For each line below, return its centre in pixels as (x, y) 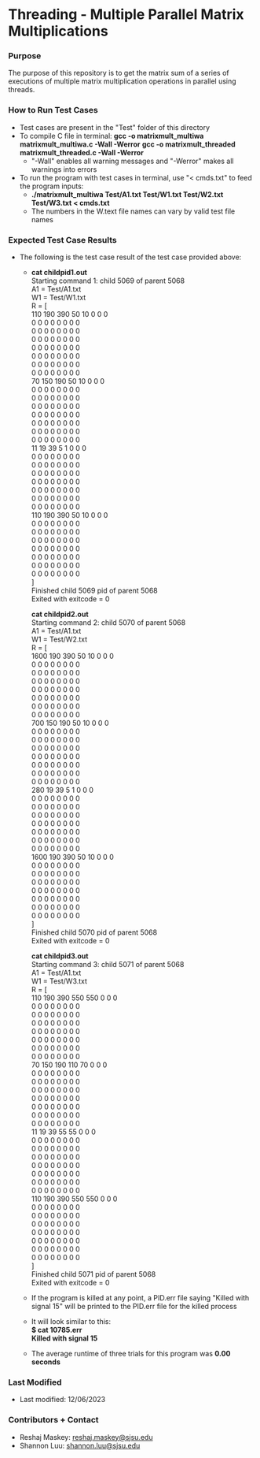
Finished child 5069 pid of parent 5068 (95, 591)
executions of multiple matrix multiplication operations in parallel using (123, 81)
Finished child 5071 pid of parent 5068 (93, 1274)
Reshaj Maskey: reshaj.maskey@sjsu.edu (86, 1437)
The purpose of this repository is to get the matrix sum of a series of (119, 73)
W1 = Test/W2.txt (59, 639)
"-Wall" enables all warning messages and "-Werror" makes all (132, 161)
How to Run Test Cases (53, 110)
